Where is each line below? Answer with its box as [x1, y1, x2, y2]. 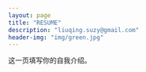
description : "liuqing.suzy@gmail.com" [8, 26, 140, 34]
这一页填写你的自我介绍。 [8, 56, 92, 65]
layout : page [8, 11, 51, 20]
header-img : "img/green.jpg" [8, 33, 104, 41]
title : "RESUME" [8, 19, 62, 27]
